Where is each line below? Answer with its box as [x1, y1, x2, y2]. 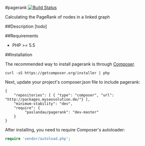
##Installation [5, 52, 33, 57]
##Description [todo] [5, 23, 47, 29]
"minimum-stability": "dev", [14, 101, 73, 106]
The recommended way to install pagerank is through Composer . [5, 61, 135, 67]
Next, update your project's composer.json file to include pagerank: [5, 79, 141, 85]
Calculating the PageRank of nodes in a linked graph [5, 14, 110, 19]
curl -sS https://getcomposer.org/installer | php [5, 71, 110, 75]
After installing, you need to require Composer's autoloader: [5, 127, 126, 132]
